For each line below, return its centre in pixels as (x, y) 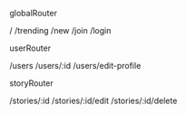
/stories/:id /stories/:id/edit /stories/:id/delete (93, 100)
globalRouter (33, 13)
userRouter (30, 48)
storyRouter (32, 83)
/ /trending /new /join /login (60, 30)
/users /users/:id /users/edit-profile (75, 66)
